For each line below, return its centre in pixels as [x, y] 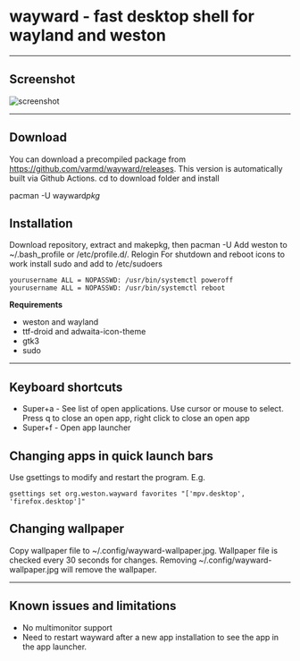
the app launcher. [54, 647]
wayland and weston [88, 35]
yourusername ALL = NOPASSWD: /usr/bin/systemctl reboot [117, 288]
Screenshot [42, 79]
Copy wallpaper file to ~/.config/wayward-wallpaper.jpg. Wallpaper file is [144, 550]
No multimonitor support [67, 627]
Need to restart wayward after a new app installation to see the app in [150, 637]
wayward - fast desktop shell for [132, 17]
